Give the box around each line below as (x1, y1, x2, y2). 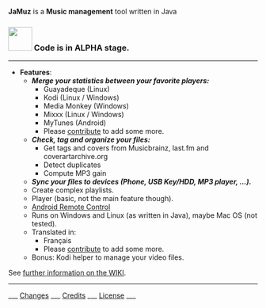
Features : (19, 67, 52, 78)
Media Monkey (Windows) (43, 101, 129, 111)
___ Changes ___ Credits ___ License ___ (8, 291, 136, 300)
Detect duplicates (43, 160, 101, 169)
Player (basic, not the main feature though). (31, 194, 174, 203)
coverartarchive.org (43, 152, 108, 162)
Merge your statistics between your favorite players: (31, 76, 210, 86)
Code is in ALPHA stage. (33, 42, 130, 53)
